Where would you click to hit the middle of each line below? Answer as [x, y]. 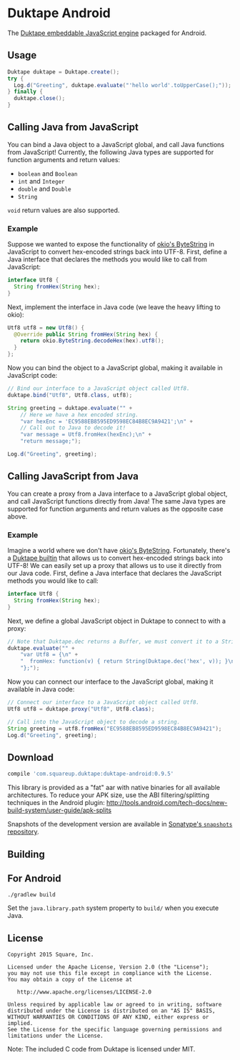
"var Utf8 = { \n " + [49, 655]
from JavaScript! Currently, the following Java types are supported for [111, 152]
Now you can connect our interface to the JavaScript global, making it [110, 682]
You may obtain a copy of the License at [70, 980]
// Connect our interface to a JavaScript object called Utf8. [104, 702]
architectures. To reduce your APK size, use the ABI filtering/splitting [108, 795]
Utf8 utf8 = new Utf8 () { [46, 327]
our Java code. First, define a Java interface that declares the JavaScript [115, 574]
